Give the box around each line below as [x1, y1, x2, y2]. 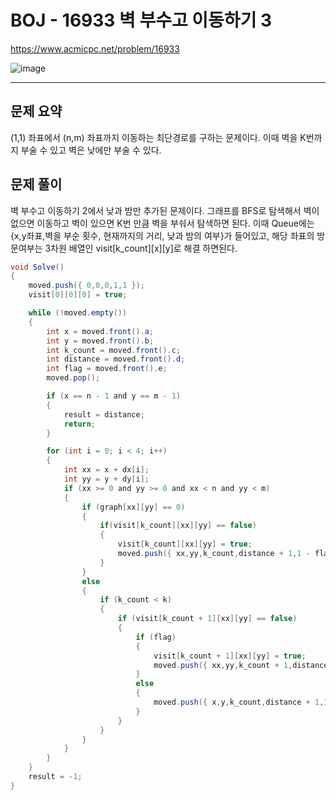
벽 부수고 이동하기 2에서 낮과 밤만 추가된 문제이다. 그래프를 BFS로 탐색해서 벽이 [10, 204, 320, 216]
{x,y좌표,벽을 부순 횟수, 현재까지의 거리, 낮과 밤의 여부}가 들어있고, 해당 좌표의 [10, 229, 315, 241]
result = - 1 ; [28, 772, 83, 782]
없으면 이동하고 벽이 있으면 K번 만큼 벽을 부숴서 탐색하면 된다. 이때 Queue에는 [10, 217, 315, 229]
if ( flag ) [135, 632, 177, 642]
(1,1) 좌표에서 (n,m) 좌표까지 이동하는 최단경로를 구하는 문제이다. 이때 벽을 [10, 131, 298, 143]
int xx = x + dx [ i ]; [63, 465, 150, 475]
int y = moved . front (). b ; [46, 336, 155, 346]
